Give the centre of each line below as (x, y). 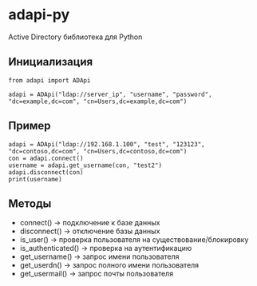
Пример (30, 126)
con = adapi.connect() (46, 158)
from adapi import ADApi (49, 80)
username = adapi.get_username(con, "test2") (85, 165)
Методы (30, 203)
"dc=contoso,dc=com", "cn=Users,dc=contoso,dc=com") (98, 151)
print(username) (35, 179)
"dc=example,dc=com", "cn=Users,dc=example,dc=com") (98, 101)
